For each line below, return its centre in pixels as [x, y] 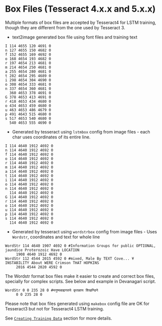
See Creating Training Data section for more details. [59, 318]
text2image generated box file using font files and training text [75, 37]
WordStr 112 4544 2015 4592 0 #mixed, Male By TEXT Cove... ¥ [70, 259]
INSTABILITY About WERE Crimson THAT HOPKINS [52, 263]
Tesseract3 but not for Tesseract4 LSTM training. [54, 308]
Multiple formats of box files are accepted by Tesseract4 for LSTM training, [81, 22]
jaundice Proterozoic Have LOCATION [42, 250]
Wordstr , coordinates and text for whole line [56, 237]
